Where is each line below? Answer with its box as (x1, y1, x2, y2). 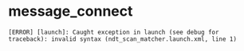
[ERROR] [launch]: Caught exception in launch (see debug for (8, 28, 219, 36)
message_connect (8, 2, 133, 20)
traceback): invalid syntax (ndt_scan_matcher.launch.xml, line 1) (8, 35, 238, 43)
